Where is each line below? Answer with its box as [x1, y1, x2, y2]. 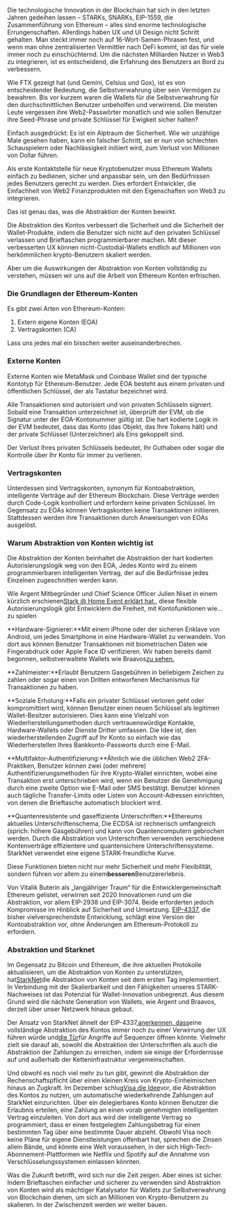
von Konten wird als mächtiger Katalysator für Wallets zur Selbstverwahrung [7, 1185, 226, 1195]
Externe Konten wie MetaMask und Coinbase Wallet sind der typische [7, 372, 207, 380]
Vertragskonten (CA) [17, 325, 77, 334]
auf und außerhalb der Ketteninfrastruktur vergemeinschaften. [7, 1055, 186, 1064]
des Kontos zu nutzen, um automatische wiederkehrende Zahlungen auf [7, 1091, 214, 1099]
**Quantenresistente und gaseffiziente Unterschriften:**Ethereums [7, 812, 203, 820]
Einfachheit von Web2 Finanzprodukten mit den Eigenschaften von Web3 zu [7, 187, 225, 195]
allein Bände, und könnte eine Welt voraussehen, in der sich [7, 1143, 179, 1151]
